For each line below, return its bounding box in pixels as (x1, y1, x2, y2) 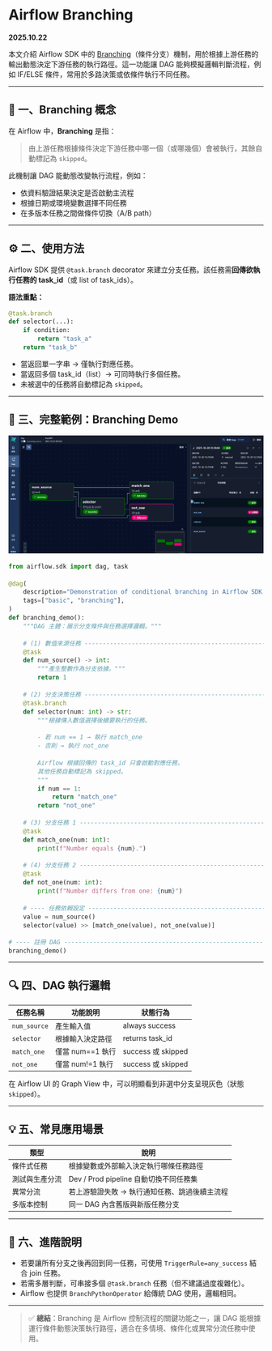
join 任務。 (29, 1268, 66, 1278)
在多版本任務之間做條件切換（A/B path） (19, 208, 156, 218)
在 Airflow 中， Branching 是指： (8, 126, 117, 135)
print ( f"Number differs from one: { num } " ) (37, 887, 183, 896)
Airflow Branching (8, 6, 134, 24)
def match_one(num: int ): (23, 836, 111, 844)
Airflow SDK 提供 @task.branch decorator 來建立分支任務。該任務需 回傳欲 (8, 265, 253, 275)
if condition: (23, 326, 70, 335)
